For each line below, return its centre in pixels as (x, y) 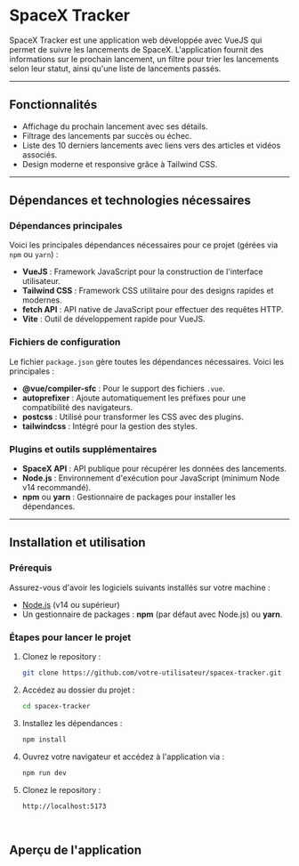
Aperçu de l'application (76, 850)
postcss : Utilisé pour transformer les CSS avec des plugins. (133, 417)
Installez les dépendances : (72, 723)
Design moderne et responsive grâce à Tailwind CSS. (120, 164)
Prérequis (31, 568)
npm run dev (44, 773)
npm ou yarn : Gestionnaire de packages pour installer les (129, 497)
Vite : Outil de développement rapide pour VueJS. (114, 319)
